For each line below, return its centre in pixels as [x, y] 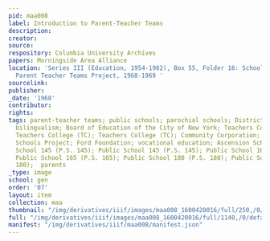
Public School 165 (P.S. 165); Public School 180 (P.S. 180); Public [134, 157]
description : [30, 31]
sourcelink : [28, 83]
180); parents [41, 165]
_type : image [30, 173]
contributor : [30, 105]
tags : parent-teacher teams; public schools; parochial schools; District [136, 120]
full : [17, 218]
